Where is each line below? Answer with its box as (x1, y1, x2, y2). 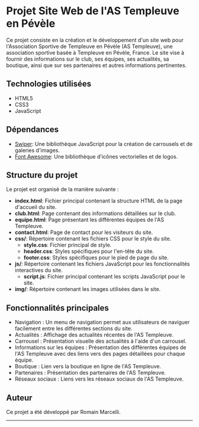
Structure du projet (6, 170, 78, 180)
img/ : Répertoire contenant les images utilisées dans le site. (14, 286, 161, 293)
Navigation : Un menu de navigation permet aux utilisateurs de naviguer (14, 319, 190, 326)
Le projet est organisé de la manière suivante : (6, 186, 119, 193)
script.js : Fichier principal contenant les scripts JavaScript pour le (23, 273, 185, 280)
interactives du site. (14, 267, 63, 274)
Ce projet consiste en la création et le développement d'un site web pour (6, 36, 184, 43)
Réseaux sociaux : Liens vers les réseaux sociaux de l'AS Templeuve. (14, 375, 184, 382)
